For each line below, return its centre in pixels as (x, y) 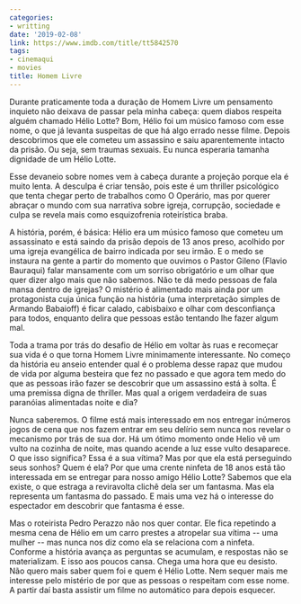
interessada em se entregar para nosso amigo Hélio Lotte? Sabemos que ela (150, 476)
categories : (31, 18)
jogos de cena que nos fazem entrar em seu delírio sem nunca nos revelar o (150, 429)
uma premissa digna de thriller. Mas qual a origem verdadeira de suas (138, 393)
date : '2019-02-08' (46, 34)
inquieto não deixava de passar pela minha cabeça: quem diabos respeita (146, 111)
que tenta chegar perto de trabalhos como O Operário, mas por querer (140, 195)
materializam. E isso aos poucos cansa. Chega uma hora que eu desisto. (144, 561)
